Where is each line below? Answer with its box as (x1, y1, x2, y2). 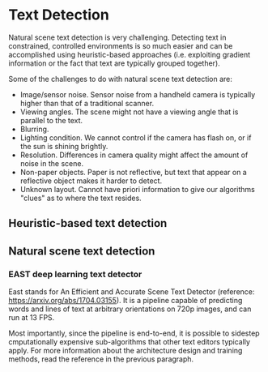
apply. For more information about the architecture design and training (8, 346, 243, 356)
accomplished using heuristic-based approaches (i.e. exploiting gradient (8, 49, 251, 59)
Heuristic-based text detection (8, 216, 168, 230)
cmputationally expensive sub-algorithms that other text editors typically (8, 337, 251, 347)
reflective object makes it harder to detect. (19, 176, 163, 186)
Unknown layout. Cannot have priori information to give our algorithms (19, 184, 255, 194)
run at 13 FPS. (8, 313, 55, 323)
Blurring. (19, 124, 49, 134)
